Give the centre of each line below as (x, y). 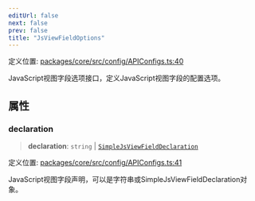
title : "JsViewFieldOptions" (57, 38)
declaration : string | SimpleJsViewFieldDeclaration (113, 146)
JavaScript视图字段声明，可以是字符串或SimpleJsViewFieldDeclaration (124, 179)
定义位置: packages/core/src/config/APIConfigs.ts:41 (95, 162)
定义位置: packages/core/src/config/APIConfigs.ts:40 (96, 61)
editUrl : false (33, 15)
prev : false (28, 30)
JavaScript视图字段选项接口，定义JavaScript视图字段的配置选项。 (117, 78)
